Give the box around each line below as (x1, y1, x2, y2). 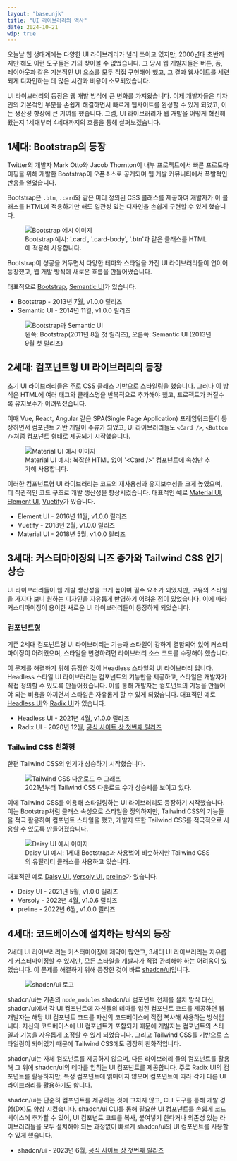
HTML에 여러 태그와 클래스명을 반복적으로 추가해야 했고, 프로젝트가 (20, 390, 206, 399)
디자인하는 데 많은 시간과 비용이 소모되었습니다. (20, 77, 150, 85)
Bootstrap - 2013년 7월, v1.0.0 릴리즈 (17, 298, 123, 306)
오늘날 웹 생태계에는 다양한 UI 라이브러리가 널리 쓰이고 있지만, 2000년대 (7, 50, 206, 59)
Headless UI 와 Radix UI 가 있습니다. (7, 699, 107, 707)
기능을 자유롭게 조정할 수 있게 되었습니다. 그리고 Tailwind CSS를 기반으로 (20, 1031, 222, 1039)
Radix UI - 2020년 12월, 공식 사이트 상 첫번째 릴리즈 (17, 722, 162, 731)
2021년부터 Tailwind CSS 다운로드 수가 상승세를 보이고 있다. (25, 784, 192, 792)
